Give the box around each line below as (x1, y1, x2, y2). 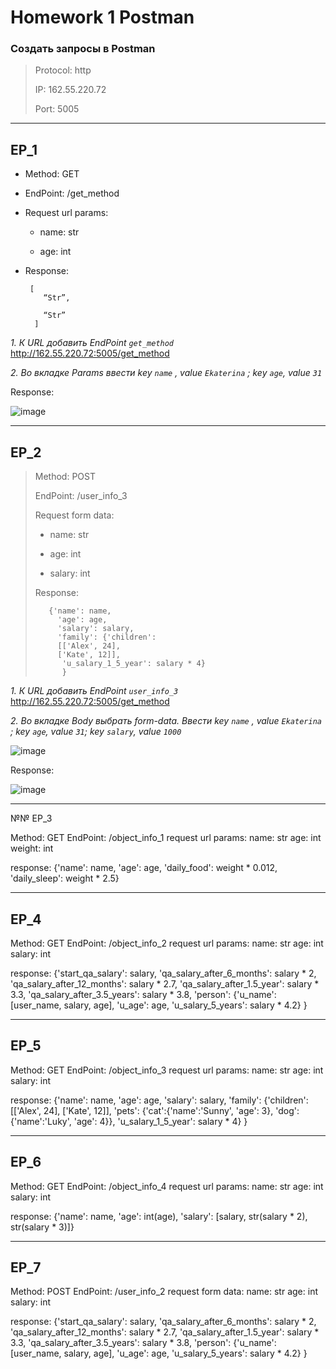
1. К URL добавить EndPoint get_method (10, 337, 175, 349)
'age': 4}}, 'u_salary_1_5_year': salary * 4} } (73, 1115, 248, 1127)
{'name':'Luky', (10, 1115, 72, 1127)
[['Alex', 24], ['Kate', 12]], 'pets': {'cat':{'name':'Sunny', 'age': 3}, (10, 1104, 274, 1116)
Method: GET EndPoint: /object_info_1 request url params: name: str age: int (10, 832, 322, 844)
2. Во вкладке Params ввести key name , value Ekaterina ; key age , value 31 (10, 367, 323, 379)
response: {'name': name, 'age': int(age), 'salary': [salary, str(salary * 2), (10, 1210, 308, 1222)
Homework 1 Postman (10, 6, 195, 29)
